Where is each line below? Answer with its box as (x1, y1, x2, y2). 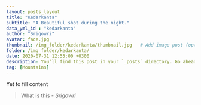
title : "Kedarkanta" (6, 14, 58, 20)
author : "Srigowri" (6, 31, 55, 37)
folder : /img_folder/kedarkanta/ (6, 48, 90, 54)
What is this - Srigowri (20, 92, 76, 99)
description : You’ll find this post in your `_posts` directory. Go (6, 58, 181, 64)
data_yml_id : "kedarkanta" (6, 25, 77, 32)
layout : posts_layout (6, 8, 60, 15)
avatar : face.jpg (6, 36, 50, 42)
